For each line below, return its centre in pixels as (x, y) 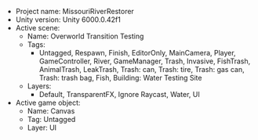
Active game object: (48, 102)
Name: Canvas (51, 111)
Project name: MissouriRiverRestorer (75, 11)
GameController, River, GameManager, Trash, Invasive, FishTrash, (145, 61)
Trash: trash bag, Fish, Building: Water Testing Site (120, 78)
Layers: (39, 86)
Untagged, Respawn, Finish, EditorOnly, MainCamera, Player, (138, 53)
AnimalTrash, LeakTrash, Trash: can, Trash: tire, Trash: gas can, (142, 69)
